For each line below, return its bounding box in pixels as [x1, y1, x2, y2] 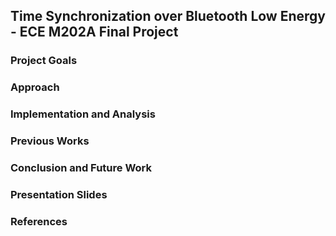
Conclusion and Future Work [10, 161, 153, 174]
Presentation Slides [10, 187, 108, 201]
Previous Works [10, 134, 90, 148]
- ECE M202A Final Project [10, 24, 179, 41]
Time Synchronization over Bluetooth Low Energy [10, 8, 326, 25]
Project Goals [10, 54, 78, 68]
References [10, 214, 68, 228]
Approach [10, 80, 60, 94]
